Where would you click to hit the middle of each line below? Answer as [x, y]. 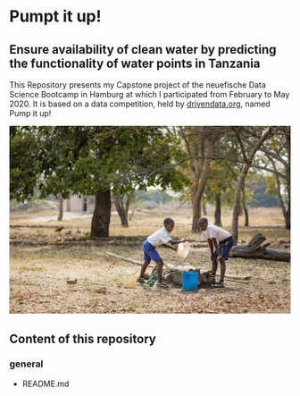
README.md [46, 383]
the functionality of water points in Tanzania [135, 63]
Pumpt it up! [55, 17]
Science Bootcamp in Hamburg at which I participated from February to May [150, 94]
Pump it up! [30, 113]
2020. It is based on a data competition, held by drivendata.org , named [140, 104]
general [26, 364]
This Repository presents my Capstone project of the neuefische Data [137, 85]
